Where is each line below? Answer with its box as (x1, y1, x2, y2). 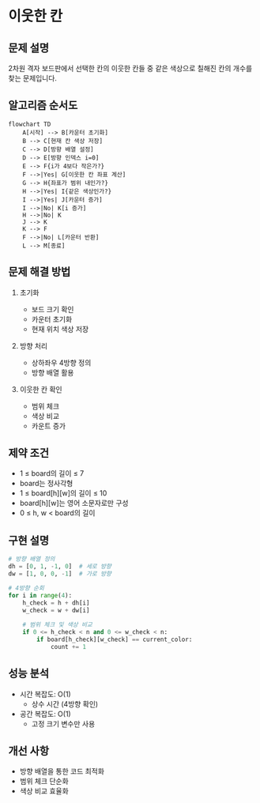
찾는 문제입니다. (8, 74, 58, 83)
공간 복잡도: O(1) (19, 709, 71, 718)
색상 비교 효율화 (19, 786, 69, 796)
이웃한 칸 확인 (19, 384, 62, 394)
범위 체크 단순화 (19, 776, 69, 786)
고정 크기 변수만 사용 (31, 718, 96, 728)
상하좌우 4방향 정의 (31, 357, 92, 368)
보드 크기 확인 (31, 304, 74, 314)
